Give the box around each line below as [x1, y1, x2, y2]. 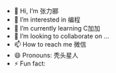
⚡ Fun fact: [13, 59, 46, 67]
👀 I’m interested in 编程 [13, 15, 81, 24]
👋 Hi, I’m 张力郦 [13, 7, 59, 15]
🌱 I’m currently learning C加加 [13, 24, 101, 32]
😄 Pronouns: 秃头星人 [13, 51, 79, 59]
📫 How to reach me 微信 [13, 40, 86, 48]
